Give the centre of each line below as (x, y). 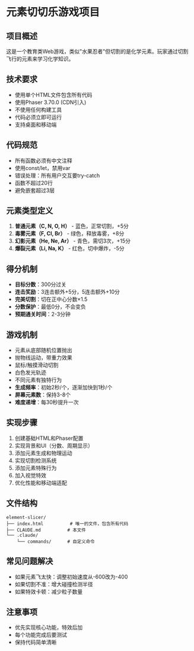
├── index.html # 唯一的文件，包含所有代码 (67, 524)
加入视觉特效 (30, 475)
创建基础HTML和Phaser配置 (49, 438)
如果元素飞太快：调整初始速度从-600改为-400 (71, 577)
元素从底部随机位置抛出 (43, 350)
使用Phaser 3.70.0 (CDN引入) (50, 102)
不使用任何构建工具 (38, 109)
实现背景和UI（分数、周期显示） (54, 445)
